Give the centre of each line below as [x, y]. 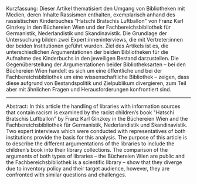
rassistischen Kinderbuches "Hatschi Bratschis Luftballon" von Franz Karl [95, 21]
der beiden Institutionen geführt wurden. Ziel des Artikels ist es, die [87, 46]
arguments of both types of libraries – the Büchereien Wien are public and [95, 156]
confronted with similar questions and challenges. [66, 175]
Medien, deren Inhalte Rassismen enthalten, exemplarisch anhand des [91, 15]
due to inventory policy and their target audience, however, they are [88, 168]
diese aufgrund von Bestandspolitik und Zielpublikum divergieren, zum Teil [96, 83]
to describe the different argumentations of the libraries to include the [90, 144]
